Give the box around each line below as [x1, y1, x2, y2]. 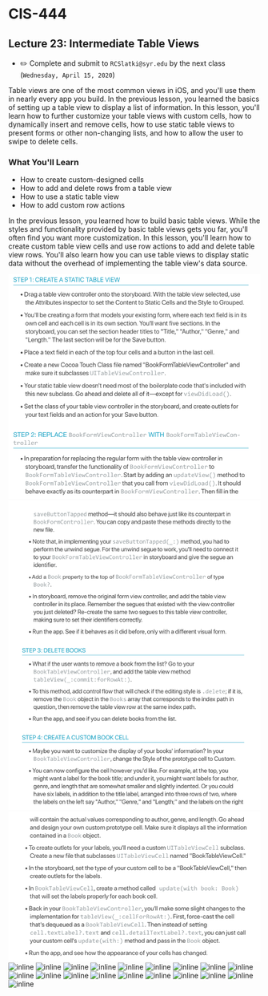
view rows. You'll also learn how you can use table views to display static [8, 250, 250, 260]
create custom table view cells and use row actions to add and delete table [8, 241, 255, 251]
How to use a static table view [19, 192, 120, 201]
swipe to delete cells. [8, 137, 78, 146]
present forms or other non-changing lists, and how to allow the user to [8, 128, 244, 137]
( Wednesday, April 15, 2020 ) [19, 70, 115, 79]
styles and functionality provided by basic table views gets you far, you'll [8, 225, 248, 234]
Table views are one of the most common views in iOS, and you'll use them [8, 86, 256, 95]
